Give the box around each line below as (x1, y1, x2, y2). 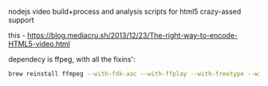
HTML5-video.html (8, 39, 70, 49)
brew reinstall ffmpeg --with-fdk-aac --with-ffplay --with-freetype (8, 70, 245, 78)
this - (8, 31, 26, 40)
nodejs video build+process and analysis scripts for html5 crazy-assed (8, 7, 242, 16)
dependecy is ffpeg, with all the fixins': (8, 55, 136, 64)
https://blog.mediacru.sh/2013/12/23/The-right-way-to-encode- (26, 31, 238, 40)
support (8, 15, 34, 25)
